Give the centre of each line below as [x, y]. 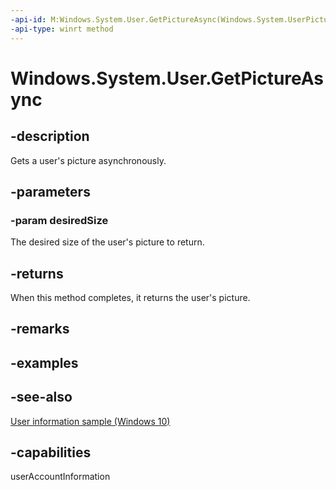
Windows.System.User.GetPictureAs [167, 78]
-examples [44, 362]
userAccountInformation [60, 477]
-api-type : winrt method [62, 29]
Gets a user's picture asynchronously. [88, 160]
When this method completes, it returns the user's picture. [130, 297]
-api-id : [28, 19]
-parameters [50, 191]
